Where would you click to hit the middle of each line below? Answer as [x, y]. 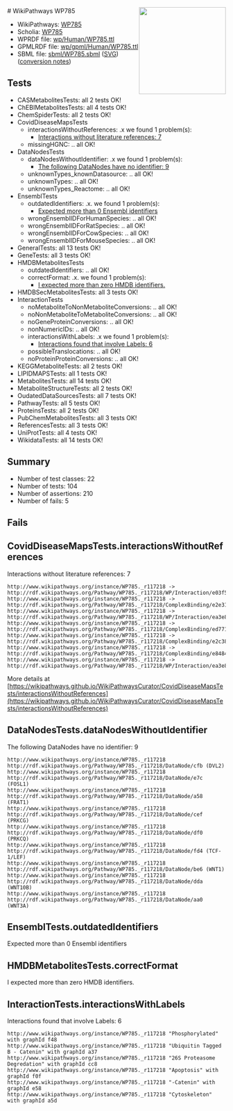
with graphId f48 [32, 1040]
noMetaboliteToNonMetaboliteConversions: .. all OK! [102, 307]
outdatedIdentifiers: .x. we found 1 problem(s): [94, 203]
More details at [28, 678]
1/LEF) [17, 857]
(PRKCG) [18, 820]
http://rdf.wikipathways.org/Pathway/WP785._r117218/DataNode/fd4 [105, 851]
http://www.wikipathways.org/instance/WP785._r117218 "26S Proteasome [111, 1058]
